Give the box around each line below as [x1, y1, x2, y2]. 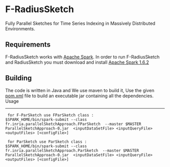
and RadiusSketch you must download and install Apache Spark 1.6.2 [5, 59, 149, 65]
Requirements [5, 40, 51, 49]
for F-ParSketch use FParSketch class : [7, 112, 94, 117]
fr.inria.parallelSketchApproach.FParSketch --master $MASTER [5, 121, 142, 127]
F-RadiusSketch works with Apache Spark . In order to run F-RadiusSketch [5, 54, 160, 60]
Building [5, 74, 32, 82]
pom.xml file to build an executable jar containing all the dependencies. [5, 93, 154, 99]
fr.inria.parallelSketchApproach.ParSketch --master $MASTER [5, 148, 139, 153]
